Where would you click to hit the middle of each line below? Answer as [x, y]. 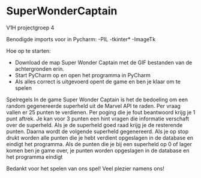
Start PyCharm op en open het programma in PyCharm [83, 75]
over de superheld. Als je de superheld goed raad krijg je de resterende [94, 125]
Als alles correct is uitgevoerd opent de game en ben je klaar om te [98, 82]
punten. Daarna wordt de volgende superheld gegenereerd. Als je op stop [97, 131]
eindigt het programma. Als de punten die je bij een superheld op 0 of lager [99, 144]
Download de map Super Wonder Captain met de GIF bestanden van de [103, 62]
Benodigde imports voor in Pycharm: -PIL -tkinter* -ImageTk [81, 39]
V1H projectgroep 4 [30, 28]
